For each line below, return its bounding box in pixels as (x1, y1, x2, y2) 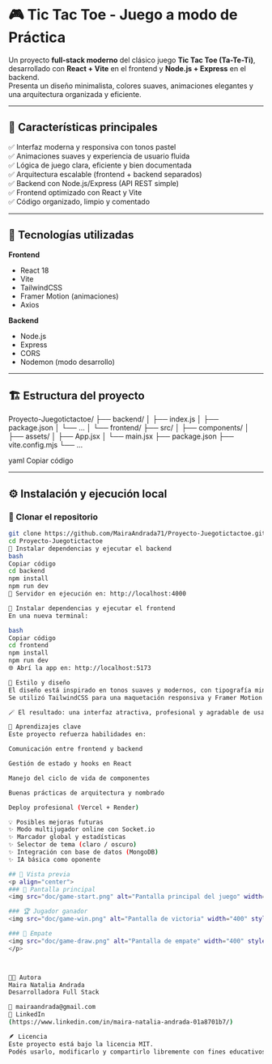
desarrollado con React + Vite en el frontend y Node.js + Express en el (8, 63, 247, 73)
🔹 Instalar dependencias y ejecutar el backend (8, 545, 172, 553)
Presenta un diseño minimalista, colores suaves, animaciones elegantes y (8, 81, 253, 91)
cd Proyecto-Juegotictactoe (8, 536, 104, 545)
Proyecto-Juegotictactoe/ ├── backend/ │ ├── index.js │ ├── (8, 414, 219, 424)
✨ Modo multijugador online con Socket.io (8, 825, 155, 833)
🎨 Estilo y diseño (8, 678, 70, 687)
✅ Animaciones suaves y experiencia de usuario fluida (8, 150, 190, 161)
